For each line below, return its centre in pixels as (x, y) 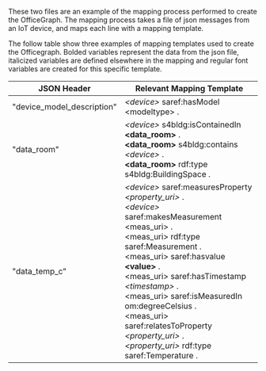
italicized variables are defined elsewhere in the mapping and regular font (128, 60)
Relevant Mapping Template (189, 88)
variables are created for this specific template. (85, 69)
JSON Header (65, 88)
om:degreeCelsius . (161, 306)
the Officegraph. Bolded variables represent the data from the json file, (123, 52)
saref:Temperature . (161, 356)
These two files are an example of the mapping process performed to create (133, 11)
